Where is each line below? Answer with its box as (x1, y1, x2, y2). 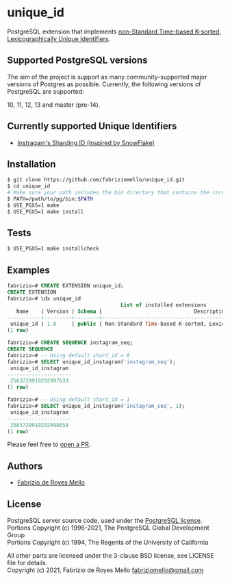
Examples (7, 264, 50, 276)
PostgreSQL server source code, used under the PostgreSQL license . (7, 517, 203, 524)
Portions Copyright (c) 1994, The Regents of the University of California (7, 539, 209, 546)
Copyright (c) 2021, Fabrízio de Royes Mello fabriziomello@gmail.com (7, 566, 204, 574)
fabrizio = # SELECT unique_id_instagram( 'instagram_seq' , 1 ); (7, 402, 186, 409)
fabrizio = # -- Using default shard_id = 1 (7, 396, 130, 403)
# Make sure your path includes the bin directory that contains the (7, 190, 210, 196)
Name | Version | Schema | (16, 308, 103, 315)
